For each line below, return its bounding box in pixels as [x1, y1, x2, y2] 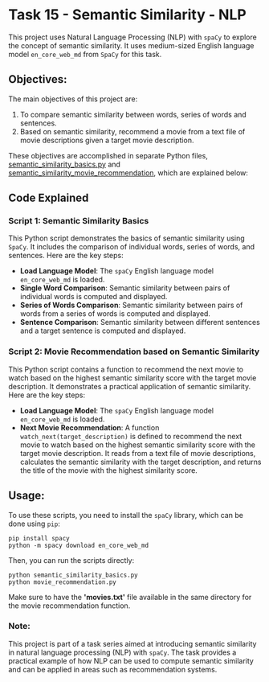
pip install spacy [8, 534, 70, 542]
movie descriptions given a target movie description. [19, 135, 194, 145]
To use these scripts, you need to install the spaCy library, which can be [8, 510, 243, 520]
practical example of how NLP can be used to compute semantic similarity [8, 655, 255, 665]
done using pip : [8, 519, 60, 528]
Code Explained [8, 191, 89, 205]
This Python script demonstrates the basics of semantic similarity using [8, 233, 245, 243]
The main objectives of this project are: [8, 94, 138, 104]
